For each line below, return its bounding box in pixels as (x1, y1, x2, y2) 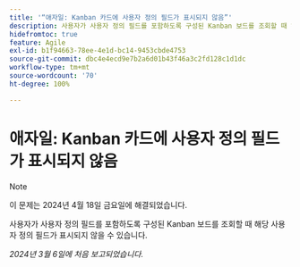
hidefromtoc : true (9, 29, 78, 38)
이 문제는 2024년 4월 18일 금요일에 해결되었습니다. (9, 199, 188, 210)
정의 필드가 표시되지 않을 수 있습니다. (18, 229, 148, 240)
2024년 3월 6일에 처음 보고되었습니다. (9, 248, 144, 259)
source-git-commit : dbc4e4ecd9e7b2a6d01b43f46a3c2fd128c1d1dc (9, 54, 246, 63)
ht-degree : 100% (9, 79, 70, 88)
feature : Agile (9, 38, 66, 47)
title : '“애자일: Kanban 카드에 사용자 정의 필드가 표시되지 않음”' (9, 13, 233, 22)
